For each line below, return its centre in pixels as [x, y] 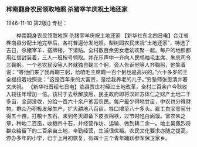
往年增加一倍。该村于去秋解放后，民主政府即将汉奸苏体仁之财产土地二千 [103, 94]
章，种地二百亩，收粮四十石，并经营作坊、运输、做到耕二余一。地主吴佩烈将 [98, 124]
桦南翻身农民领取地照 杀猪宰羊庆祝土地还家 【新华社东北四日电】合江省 [102, 36]
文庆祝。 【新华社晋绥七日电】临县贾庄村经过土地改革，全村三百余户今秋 [94, 87]
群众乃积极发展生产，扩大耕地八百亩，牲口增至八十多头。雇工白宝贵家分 [103, 109]
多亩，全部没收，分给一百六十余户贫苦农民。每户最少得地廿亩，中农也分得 [96, 101]
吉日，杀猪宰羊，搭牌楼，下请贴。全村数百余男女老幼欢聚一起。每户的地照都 [98, 50]
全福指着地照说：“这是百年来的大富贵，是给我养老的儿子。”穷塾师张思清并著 [97, 80]
